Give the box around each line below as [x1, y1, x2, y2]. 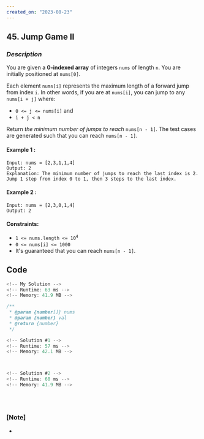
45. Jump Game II [6, 32, 75, 42]
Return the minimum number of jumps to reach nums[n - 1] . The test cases [6, 126, 196, 133]
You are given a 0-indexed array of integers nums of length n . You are [6, 64, 181, 71]
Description [6, 50, 42, 58]
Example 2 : [6, 189, 37, 196]
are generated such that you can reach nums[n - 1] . [6, 132, 138, 140]
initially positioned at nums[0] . [6, 70, 81, 78]
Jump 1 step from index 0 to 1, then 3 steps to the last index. [6, 176, 176, 182]
